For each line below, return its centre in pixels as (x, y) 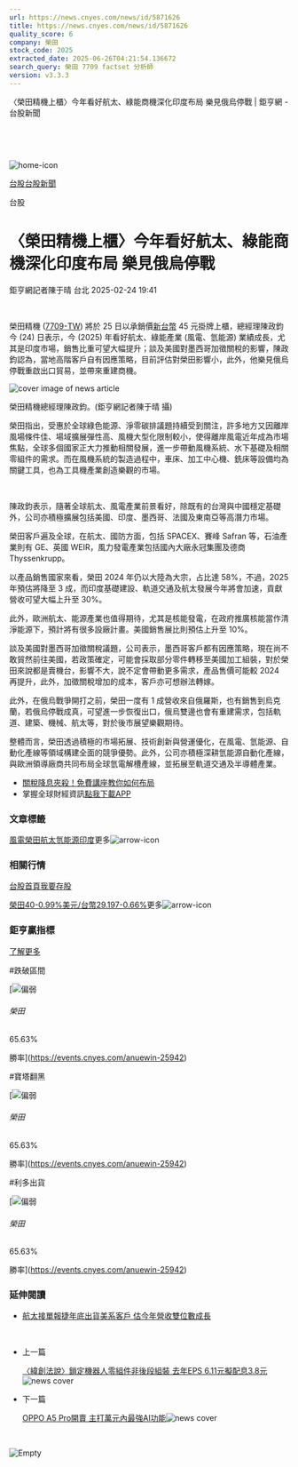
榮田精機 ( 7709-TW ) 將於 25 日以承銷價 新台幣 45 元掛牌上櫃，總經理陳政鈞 (146, 326)
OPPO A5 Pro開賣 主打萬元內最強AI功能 (94, 1418)
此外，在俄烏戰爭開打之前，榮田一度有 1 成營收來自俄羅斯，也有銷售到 (137, 700)
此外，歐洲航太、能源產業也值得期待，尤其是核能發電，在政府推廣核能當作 (145, 618)
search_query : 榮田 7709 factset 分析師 (81, 68)
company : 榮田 (34, 42)
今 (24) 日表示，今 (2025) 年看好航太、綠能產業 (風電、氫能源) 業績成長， (143, 337)
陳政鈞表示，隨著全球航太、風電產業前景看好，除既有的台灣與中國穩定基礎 (145, 506)
